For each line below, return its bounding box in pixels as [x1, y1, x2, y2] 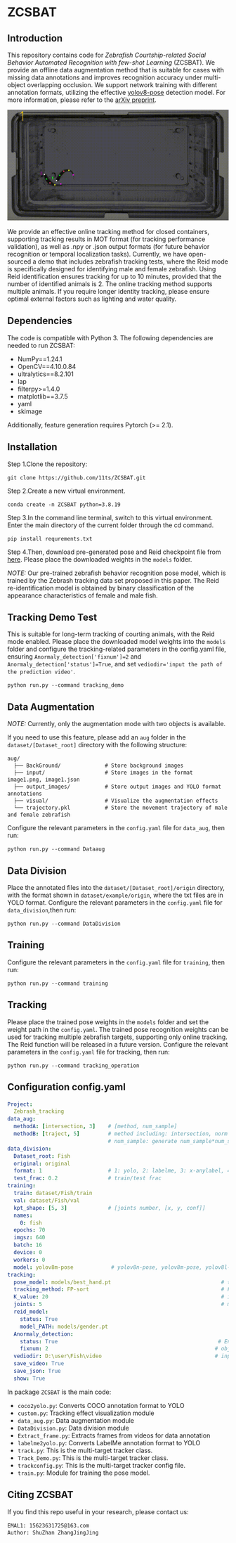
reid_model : [13, 1308, 49, 1315]
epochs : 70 [13, 1227, 46, 1234]
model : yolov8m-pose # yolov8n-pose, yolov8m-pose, [13, 1263, 202, 1271]
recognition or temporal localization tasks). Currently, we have [7, 250, 188, 258]
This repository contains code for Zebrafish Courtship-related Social [7, 51, 206, 59]
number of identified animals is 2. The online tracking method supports [7, 280, 213, 288]
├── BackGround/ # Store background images [13, 762, 184, 770]
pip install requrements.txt [7, 535, 93, 542]
